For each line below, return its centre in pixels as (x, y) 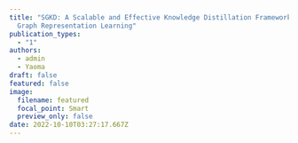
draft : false (33, 75)
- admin (31, 59)
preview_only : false (55, 116)
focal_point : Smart (53, 108)
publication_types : (45, 34)
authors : (25, 51)
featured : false (39, 83)
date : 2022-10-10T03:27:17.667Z (69, 125)
